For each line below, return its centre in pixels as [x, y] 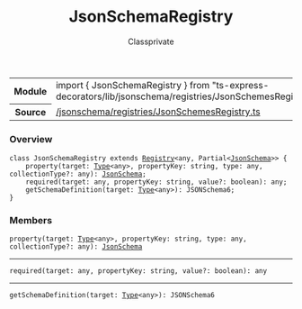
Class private [151, 41]
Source [31, 113]
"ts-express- [240, 85]
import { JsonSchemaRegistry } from [133, 85]
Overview [31, 140]
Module [31, 91]
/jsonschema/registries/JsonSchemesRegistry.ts [158, 112]
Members [31, 220]
